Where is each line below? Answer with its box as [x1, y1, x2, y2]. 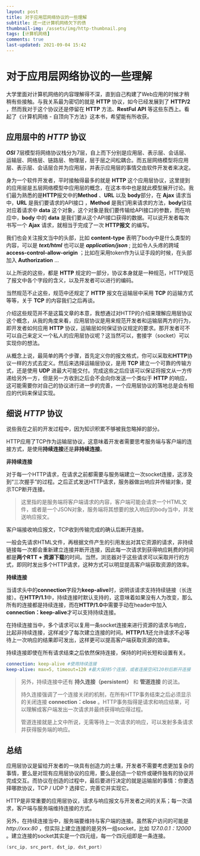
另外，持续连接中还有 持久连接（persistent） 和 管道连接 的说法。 [20, 678, 183, 685]
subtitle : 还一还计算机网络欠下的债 [6, 20, 86, 26]
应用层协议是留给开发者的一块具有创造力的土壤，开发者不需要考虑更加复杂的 [6, 762, 194, 769]
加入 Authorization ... [6, 256, 60, 263]
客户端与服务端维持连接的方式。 [16, 805, 95, 812]
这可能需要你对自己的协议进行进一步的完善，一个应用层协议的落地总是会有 [6, 381, 189, 389]
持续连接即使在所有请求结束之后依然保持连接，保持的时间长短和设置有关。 [6, 649, 189, 657]
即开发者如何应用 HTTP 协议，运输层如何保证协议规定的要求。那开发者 [6, 324, 180, 331]
